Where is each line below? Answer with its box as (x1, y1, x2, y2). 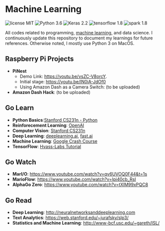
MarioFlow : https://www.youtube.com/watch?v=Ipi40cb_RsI (12, 176, 136, 183)
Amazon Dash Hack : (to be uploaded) (12, 89, 91, 95)
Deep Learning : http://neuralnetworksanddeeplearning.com (12, 210, 136, 216)
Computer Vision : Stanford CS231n (12, 127, 85, 133)
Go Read (5, 196, 32, 205)
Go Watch (5, 158, 36, 166)
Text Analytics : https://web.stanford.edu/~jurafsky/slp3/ (12, 215, 129, 221)
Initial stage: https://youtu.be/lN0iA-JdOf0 (19, 78, 106, 84)
